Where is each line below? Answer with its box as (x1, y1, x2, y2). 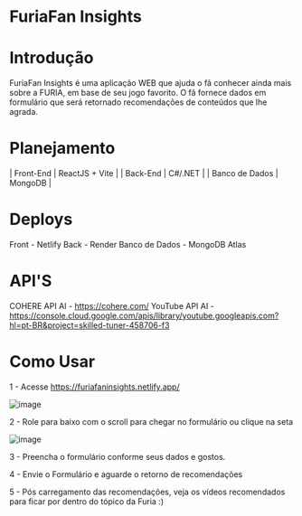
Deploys (9, 210, 73, 230)
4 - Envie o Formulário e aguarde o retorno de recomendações (9, 468, 243, 480)
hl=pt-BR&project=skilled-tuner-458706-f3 (9, 319, 170, 331)
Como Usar (9, 352, 96, 372)
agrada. (9, 107, 39, 117)
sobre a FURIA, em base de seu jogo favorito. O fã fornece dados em (9, 88, 267, 99)
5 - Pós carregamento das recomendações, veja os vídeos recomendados (9, 486, 286, 497)
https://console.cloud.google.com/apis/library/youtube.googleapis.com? (9, 310, 279, 321)
